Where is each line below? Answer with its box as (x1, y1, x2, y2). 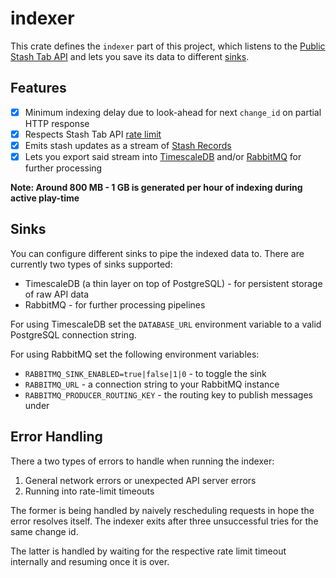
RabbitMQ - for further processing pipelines (24, 298, 206, 311)
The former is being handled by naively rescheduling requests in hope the (10, 504, 315, 516)
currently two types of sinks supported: (10, 258, 173, 270)
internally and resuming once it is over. (10, 555, 170, 567)
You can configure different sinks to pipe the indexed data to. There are (10, 247, 305, 259)
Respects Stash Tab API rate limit (24, 128, 162, 140)
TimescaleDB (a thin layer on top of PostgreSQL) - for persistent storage (24, 277, 323, 289)
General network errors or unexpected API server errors (24, 474, 257, 486)
